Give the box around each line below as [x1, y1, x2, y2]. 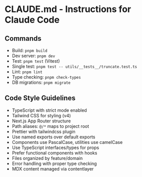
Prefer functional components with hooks [11, 149, 97, 156]
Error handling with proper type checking [11, 160, 97, 166]
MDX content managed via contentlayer [11, 165, 94, 171]
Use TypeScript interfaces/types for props [11, 144, 99, 150]
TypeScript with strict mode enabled [11, 107, 87, 113]
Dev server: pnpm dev [11, 53, 55, 59]
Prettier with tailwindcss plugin [11, 128, 75, 134]
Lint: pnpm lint [11, 69, 43, 75]
